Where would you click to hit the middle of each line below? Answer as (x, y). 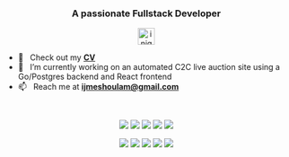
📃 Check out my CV (57, 57)
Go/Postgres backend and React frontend (95, 77)
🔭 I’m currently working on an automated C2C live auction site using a (149, 67)
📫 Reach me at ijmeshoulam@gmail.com (98, 87)
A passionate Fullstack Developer (146, 13)
